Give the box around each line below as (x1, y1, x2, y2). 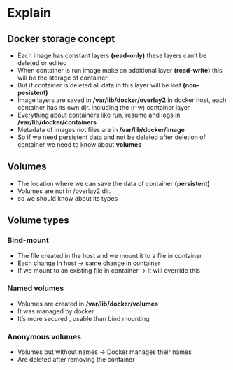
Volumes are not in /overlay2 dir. (17, 187, 111, 195)
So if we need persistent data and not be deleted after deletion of (17, 133, 206, 141)
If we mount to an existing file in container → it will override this (17, 266, 201, 274)
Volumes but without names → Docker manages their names (17, 348, 192, 356)
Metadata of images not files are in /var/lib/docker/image (17, 126, 185, 134)
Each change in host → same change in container (17, 259, 161, 267)
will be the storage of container (17, 73, 108, 82)
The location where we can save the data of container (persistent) (17, 179, 210, 187)
